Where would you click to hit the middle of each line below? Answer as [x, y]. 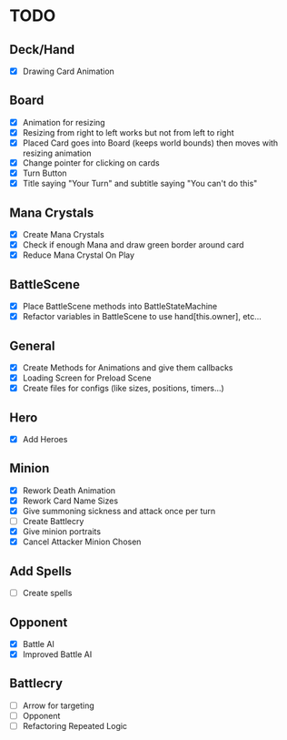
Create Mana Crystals [63, 235]
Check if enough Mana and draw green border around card [133, 245]
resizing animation [57, 153]
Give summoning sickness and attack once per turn [119, 511]
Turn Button [45, 173]
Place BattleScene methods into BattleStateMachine [120, 307]
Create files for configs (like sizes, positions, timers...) [123, 389]
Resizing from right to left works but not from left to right [128, 132]
